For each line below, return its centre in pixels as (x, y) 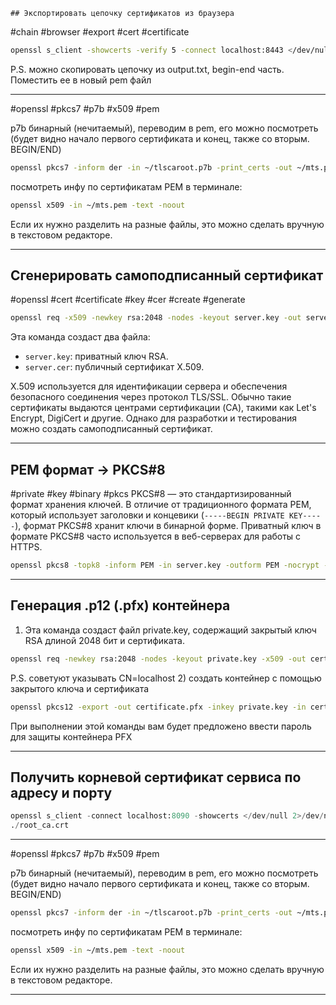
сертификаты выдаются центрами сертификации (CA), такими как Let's (163, 408)
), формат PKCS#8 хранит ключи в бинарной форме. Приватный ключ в (168, 526)
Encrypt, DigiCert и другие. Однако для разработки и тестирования (154, 418)
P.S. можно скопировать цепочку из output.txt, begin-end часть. (147, 69)
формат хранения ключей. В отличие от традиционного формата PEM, (161, 505)
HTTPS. (26, 547)
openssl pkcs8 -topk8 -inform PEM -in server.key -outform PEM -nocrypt (165, 565)
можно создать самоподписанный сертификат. (111, 429)
